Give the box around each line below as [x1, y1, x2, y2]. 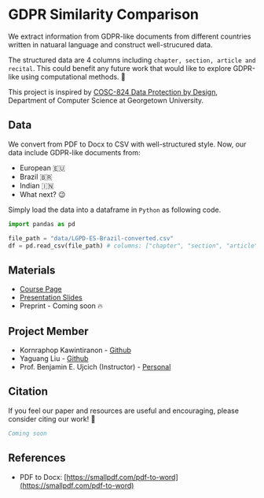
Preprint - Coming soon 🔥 [19, 301, 104, 310]
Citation [8, 385, 49, 399]
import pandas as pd [8, 220, 76, 228]
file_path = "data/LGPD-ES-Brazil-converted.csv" [8, 234, 174, 242]
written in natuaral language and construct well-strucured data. [8, 39, 213, 49]
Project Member [8, 325, 89, 338]
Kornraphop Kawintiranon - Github [19, 345, 131, 355]
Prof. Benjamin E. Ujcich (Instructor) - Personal [19, 362, 171, 371]
